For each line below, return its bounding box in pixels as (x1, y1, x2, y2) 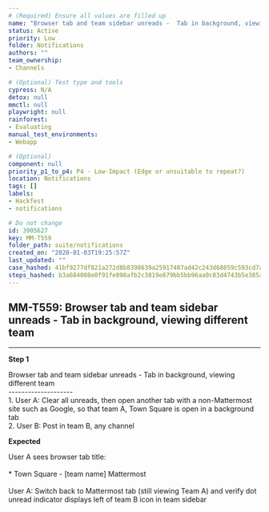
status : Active (8, 26, 59, 34)
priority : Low (8, 34, 56, 42)
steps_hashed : (8, 271, 56, 279)
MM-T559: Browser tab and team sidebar (8, 301, 219, 315)
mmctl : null (8, 101, 48, 109)
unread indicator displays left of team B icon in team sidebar (8, 494, 207, 505)
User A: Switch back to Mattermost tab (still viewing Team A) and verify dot (8, 486, 257, 496)
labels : (8, 190, 34, 198)
